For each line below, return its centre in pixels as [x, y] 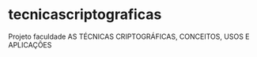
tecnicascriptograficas [85, 15]
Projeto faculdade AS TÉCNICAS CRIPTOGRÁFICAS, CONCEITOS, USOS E [129, 36]
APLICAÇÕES [30, 44]
